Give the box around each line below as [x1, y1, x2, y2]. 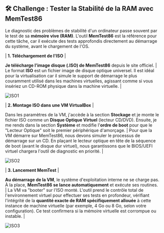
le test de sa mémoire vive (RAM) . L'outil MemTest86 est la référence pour [5, 33, 157, 39]
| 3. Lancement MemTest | [5, 167, 59, 173]
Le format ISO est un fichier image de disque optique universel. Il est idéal [5, 67, 154, 73]
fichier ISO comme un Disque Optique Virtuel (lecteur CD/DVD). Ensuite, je [5, 117, 157, 123]
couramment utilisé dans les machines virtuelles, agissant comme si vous [5, 78, 153, 84]
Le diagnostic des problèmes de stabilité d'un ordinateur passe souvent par [5, 27, 158, 33]
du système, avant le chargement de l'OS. [5, 43, 90, 49]
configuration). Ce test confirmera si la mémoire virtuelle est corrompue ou [5, 208, 157, 214]
